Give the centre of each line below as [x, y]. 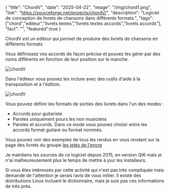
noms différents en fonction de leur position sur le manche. [67, 59]
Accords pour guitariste [37, 114]
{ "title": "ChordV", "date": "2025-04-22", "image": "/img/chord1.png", [78, 7]
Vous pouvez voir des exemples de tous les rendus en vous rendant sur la [82, 140]
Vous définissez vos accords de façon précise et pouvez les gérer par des [83, 54]
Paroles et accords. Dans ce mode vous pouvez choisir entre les [80, 124]
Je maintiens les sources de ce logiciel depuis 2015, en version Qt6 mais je [83, 155]
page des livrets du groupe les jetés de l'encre [54, 145]
